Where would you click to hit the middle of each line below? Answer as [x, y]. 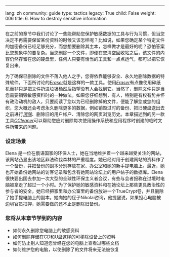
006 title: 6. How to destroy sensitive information [56, 19]
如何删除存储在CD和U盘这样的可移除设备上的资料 [64, 237]
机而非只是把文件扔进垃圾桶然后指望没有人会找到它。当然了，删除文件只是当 [85, 89]
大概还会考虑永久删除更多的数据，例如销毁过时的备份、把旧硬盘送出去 [92, 108]
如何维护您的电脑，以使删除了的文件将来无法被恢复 [66, 249]
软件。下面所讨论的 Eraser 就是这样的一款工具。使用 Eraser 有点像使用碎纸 [85, 82]
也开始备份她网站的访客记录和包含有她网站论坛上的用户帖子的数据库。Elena [84, 172]
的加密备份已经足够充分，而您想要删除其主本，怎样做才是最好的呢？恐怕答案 [85, 46]
